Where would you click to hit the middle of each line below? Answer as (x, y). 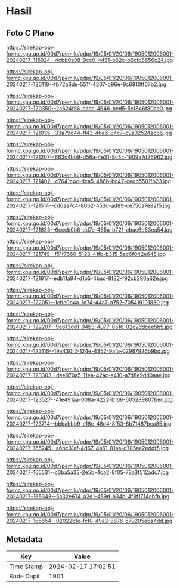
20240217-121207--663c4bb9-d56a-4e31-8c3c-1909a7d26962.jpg (89, 157)
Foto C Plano (30, 33)
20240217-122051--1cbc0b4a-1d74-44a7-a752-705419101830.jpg (88, 302)
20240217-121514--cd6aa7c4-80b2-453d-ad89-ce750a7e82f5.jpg (89, 205)
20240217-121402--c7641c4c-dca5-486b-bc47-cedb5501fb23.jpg (89, 181)
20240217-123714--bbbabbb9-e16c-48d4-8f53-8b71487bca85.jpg (89, 424)
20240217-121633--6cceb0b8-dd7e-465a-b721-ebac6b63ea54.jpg (89, 230)
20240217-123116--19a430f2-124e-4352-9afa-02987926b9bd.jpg (88, 351)
